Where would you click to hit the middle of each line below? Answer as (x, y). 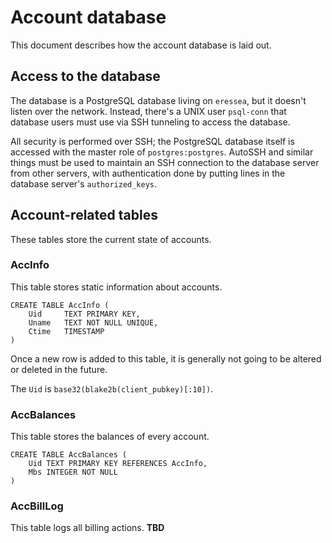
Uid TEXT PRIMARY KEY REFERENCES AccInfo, (118, 464)
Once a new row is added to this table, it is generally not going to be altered (166, 358)
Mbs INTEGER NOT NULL (73, 472)
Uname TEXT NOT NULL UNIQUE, (93, 322)
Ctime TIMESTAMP (66, 331)
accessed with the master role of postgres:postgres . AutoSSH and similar (162, 152)
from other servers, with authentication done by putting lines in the (148, 173)
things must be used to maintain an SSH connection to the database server (165, 162)
